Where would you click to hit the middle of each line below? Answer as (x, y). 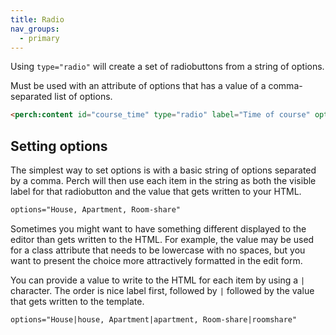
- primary (39, 38)
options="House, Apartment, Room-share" (96, 210)
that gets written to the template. (77, 301)
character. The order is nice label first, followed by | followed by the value (162, 290)
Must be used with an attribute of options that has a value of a (138, 86)
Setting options (59, 146)
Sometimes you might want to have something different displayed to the (158, 228)
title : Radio (37, 19)
